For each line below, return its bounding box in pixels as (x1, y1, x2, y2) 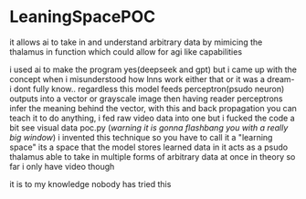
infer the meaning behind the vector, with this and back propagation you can (9, 102, 297, 113)
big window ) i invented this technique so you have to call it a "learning (9, 131, 273, 142)
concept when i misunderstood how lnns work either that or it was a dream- (9, 73, 295, 84)
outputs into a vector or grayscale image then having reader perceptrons (9, 93, 283, 104)
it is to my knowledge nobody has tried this (9, 178, 172, 189)
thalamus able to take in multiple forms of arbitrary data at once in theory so (9, 151, 296, 162)
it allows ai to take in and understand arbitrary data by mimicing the (9, 37, 263, 47)
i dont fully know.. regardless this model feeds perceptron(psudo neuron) (9, 83, 285, 94)
